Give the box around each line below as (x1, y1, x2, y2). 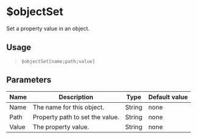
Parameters (6, 75, 52, 85)
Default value (148, 92, 188, 101)
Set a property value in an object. (6, 25, 90, 32)
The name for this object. (32, 103, 105, 111)
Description (58, 92, 94, 101)
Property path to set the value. (32, 112, 120, 121)
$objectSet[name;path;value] (21, 58, 95, 65)
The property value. (32, 123, 89, 131)
